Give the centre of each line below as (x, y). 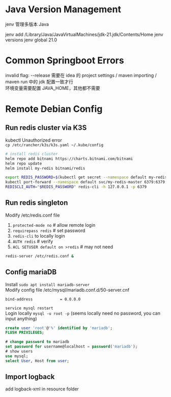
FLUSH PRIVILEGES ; (25, 333)
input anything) (21, 318)
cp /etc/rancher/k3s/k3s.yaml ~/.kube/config (54, 145)
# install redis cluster (32, 154)
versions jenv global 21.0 (31, 40)
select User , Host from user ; (37, 361)
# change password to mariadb (37, 342)
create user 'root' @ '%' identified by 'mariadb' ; (59, 328)
